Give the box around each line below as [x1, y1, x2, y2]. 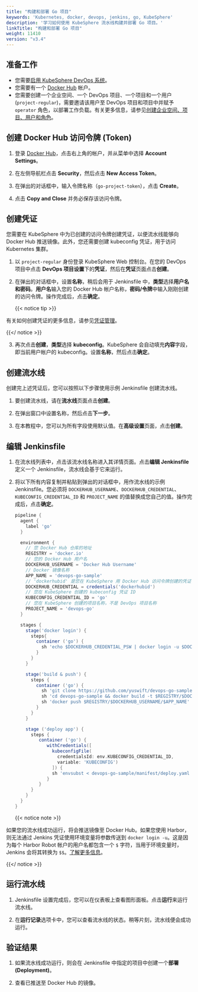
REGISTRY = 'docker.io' [25, 551, 84, 557]
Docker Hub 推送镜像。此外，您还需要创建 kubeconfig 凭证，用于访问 [6, 238, 176, 245]
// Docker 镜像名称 [25, 567, 70, 573]
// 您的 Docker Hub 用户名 [25, 556, 87, 562]
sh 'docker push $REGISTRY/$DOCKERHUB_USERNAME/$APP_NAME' [41, 699, 190, 705]
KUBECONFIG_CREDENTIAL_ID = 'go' [25, 594, 108, 601]
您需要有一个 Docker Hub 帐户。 [14, 84, 94, 91]
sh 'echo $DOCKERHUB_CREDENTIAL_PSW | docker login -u [41, 644, 179, 650]
